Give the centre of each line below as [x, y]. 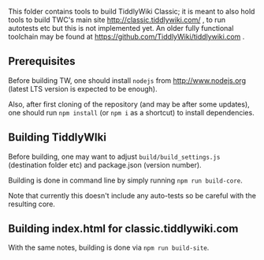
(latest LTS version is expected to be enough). [83, 89]
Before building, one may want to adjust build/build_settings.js [114, 156]
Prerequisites [42, 61]
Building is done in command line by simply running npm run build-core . [125, 180]
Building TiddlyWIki [57, 138]
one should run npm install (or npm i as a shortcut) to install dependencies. [131, 112]
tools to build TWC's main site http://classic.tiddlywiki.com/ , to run [117, 20]
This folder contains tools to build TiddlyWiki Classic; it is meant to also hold [132, 11]
